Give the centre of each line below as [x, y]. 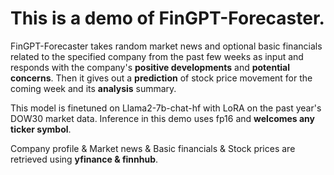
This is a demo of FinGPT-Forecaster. [167, 18]
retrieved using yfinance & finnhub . [84, 159]
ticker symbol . [41, 129]
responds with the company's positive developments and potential [150, 67]
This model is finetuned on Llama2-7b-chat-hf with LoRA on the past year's [166, 108]
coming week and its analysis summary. [93, 88]
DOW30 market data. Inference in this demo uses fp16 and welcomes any [163, 118]
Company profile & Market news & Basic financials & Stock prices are [153, 148]
